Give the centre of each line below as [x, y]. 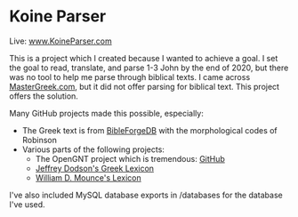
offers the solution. [44, 96]
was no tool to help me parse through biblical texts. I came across [130, 76]
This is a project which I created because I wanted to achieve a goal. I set [144, 58]
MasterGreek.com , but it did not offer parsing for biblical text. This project [145, 86]
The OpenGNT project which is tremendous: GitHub [130, 158]
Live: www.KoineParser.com [61, 41]
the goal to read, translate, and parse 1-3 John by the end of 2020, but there [149, 68]
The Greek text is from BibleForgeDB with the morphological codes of [149, 130]
